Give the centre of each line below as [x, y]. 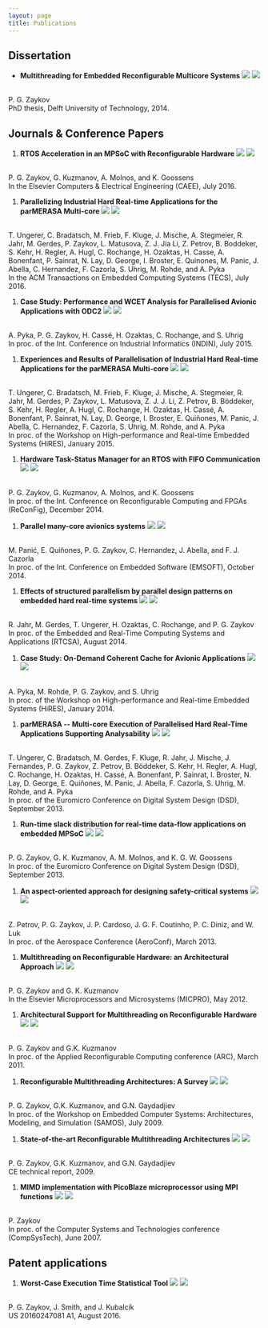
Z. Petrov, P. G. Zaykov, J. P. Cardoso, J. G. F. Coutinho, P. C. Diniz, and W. [131, 925]
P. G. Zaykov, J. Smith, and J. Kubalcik [71, 1307]
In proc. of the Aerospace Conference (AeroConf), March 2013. [112, 942]
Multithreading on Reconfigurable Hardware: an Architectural [124, 958]
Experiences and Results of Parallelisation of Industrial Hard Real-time [139, 359]
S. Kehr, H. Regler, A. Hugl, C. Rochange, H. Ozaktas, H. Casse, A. [117, 252]
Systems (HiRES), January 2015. [61, 444]
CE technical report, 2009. [52, 1172]
